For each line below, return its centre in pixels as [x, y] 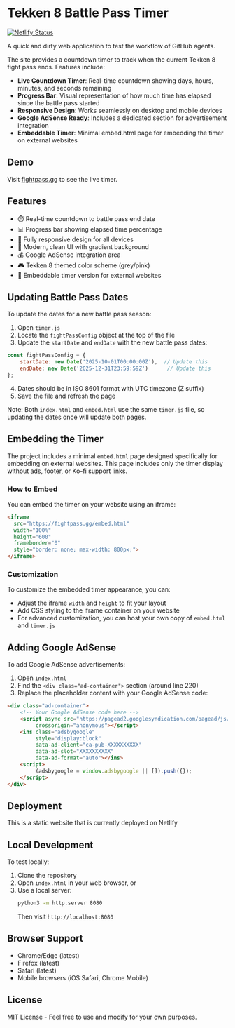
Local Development [50, 845]
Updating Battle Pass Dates [68, 297]
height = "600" [33, 537]
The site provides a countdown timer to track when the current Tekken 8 [112, 59]
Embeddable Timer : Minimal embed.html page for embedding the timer [120, 133]
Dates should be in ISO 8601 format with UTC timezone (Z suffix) [111, 388]
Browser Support [45, 939]
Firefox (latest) [38, 963]
